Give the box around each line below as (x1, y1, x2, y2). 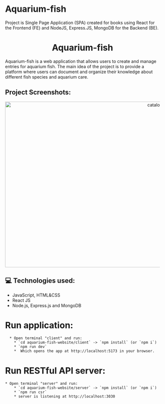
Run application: (5, 320, 74, 331)
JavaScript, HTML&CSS (12, 292, 60, 298)
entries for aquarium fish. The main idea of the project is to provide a (5, 63, 144, 69)
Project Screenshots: (5, 88, 71, 97)
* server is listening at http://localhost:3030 (14, 394, 115, 399)
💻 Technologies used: (5, 276, 75, 285)
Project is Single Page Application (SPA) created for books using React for (5, 20, 155, 26)
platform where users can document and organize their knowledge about (5, 69, 153, 75)
